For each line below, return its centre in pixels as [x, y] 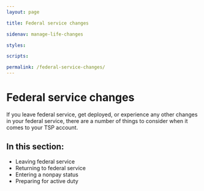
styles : [16, 45]
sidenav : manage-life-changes [45, 34]
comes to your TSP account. [42, 127]
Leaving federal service [45, 161]
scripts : [17, 56]
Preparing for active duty [47, 181]
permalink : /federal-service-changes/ [56, 67]
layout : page [23, 12]
